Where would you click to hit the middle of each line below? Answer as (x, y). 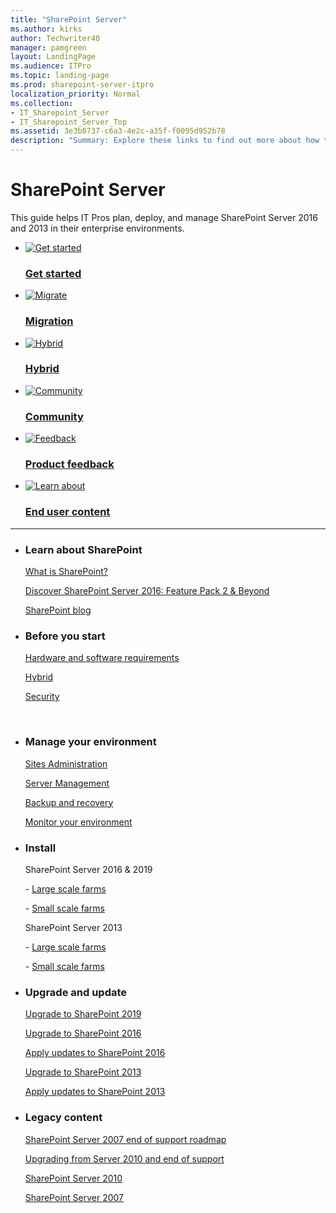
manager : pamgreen (48, 47)
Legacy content (63, 1118)
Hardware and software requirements (102, 658)
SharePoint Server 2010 (73, 1178)
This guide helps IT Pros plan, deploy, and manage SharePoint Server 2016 (164, 217)
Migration (49, 321)
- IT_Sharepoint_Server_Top (69, 122)
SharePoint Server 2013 (73, 927)
